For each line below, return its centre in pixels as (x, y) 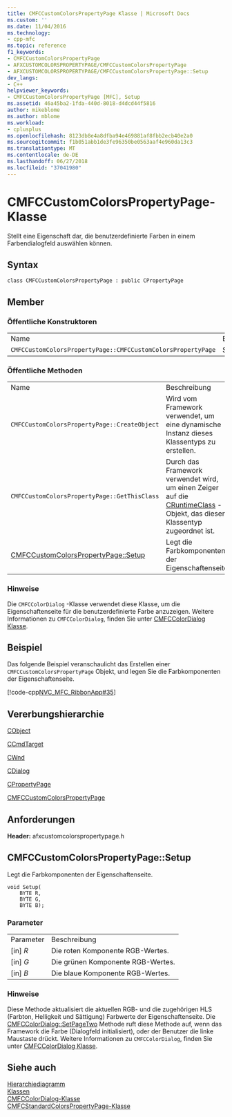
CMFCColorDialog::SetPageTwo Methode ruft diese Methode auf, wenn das (115, 1024)
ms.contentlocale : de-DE (43, 155)
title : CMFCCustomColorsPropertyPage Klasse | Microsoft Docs (98, 13)
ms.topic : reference (37, 46)
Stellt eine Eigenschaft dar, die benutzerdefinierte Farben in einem (101, 236)
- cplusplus (24, 129)
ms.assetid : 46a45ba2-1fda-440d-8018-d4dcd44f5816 (81, 104)
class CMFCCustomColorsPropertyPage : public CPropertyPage (96, 281)
